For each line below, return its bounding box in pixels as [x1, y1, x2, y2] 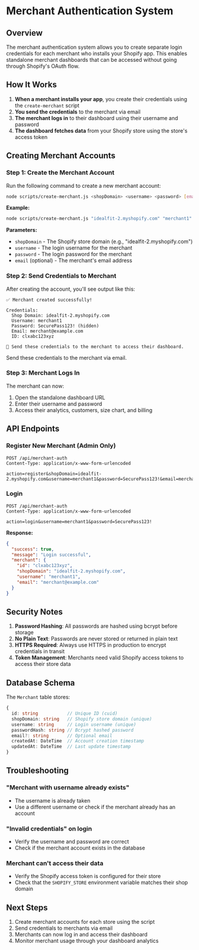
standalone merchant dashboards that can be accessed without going [6, 56, 177, 63]
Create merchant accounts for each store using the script [14, 918, 155, 926]
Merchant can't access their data [6, 859, 104, 867]
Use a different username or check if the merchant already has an [14, 803, 176, 810]
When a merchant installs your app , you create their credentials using [14, 95, 188, 102]
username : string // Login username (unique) [11, 721, 136, 728]
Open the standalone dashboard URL [14, 394, 105, 401]
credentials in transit [14, 648, 65, 655]
